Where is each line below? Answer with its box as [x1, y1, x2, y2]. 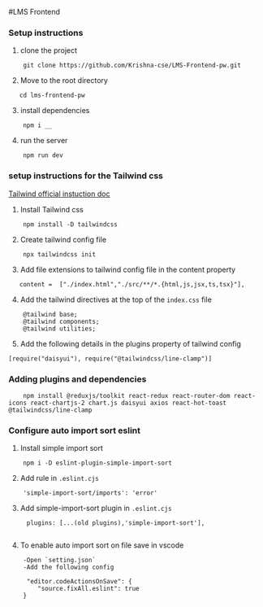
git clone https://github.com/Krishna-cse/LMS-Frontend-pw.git [23, 61, 242, 70]
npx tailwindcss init [23, 250, 96, 259]
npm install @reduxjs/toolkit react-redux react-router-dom [23, 391, 231, 400]
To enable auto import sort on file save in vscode [19, 540, 184, 550]
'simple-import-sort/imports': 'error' [23, 489, 158, 497]
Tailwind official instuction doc [8, 189, 110, 199]
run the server [19, 136, 68, 146]
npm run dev [23, 151, 63, 159]
